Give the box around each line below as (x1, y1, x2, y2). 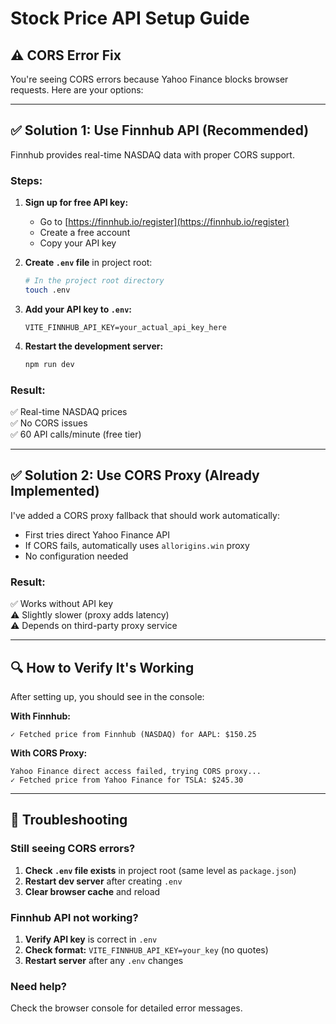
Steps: (10, 173, 43, 187)
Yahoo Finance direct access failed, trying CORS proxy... (10, 766, 262, 776)
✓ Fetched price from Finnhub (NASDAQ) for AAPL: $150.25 (10, 729, 257, 739)
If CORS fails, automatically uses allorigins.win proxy (24, 539, 250, 551)
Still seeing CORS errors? (10, 842, 136, 856)
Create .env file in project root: (24, 257, 153, 269)
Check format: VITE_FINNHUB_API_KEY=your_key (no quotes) (24, 943, 269, 956)
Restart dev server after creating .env (24, 875, 183, 887)
